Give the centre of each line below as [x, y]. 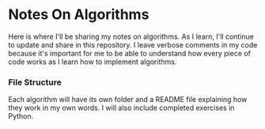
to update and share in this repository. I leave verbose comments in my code [133, 44]
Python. [21, 116]
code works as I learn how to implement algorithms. [93, 62]
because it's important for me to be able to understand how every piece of [130, 53]
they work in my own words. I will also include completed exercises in [121, 108]
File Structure [35, 82]
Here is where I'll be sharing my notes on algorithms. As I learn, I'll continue [131, 36]
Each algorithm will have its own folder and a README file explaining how [128, 100]
